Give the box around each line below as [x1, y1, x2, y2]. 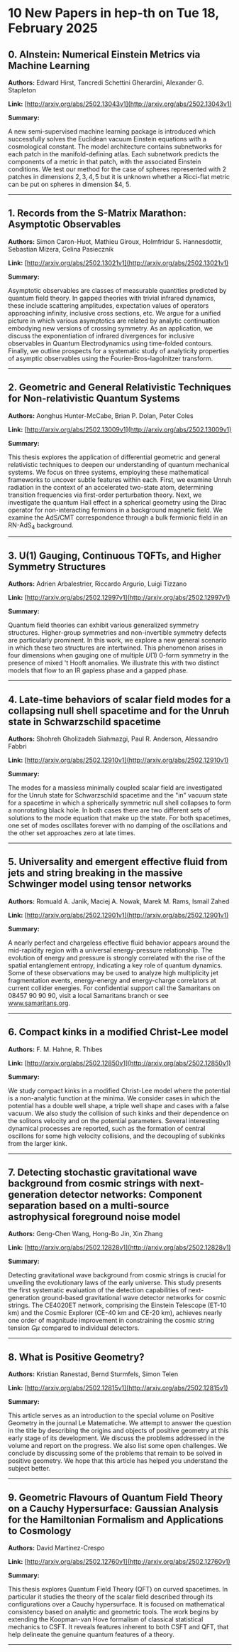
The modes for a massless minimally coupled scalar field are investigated [8, 783, 223, 792]
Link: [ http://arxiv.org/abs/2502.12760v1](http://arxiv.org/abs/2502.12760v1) [8, 1557, 231, 1566]
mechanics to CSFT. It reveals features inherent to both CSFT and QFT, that [8, 1623, 229, 1631]
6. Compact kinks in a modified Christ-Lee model [8, 1026, 229, 1039]
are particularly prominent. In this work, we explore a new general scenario [8, 636, 227, 645]
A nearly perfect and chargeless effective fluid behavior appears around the [8, 938, 230, 947]
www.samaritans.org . [8, 999, 70, 1007]
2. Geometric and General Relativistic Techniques [8, 382, 231, 394]
